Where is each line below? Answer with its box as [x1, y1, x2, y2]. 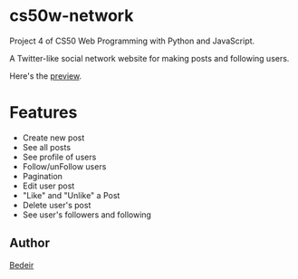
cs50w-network [9, 5, 134, 26]
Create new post [22, 132, 85, 143]
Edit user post [22, 180, 75, 191]
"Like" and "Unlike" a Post [22, 189, 120, 200]
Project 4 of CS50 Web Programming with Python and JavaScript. [9, 35, 255, 46]
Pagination [22, 170, 63, 181]
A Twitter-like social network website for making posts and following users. [9, 53, 290, 63]
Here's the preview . [9, 70, 82, 82]
